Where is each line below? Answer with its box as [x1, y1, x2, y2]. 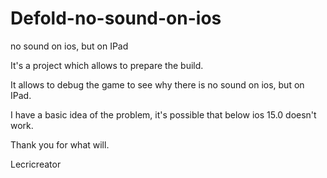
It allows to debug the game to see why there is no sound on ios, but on [10, 78, 305, 91]
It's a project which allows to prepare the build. [10, 59, 204, 71]
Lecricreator [10, 158, 62, 170]
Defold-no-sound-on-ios [10, 7, 222, 30]
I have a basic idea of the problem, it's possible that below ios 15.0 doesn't [10, 108, 317, 121]
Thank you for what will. [10, 138, 110, 151]
